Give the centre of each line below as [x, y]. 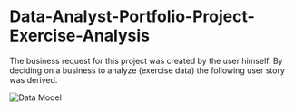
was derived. [34, 79]
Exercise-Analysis [79, 36]
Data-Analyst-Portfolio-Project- [132, 17]
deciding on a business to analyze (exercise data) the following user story [147, 70]
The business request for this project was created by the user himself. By [146, 60]
